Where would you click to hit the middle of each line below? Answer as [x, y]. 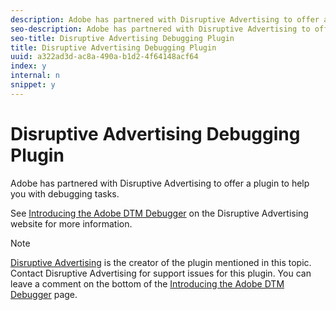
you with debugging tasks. [65, 193]
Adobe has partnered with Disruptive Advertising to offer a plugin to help [160, 183]
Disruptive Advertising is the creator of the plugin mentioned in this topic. [161, 262]
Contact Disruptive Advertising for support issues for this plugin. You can [161, 273]
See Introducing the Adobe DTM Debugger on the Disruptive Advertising [159, 213]
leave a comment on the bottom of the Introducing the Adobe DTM [147, 283]
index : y [28, 66]
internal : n [35, 76]
